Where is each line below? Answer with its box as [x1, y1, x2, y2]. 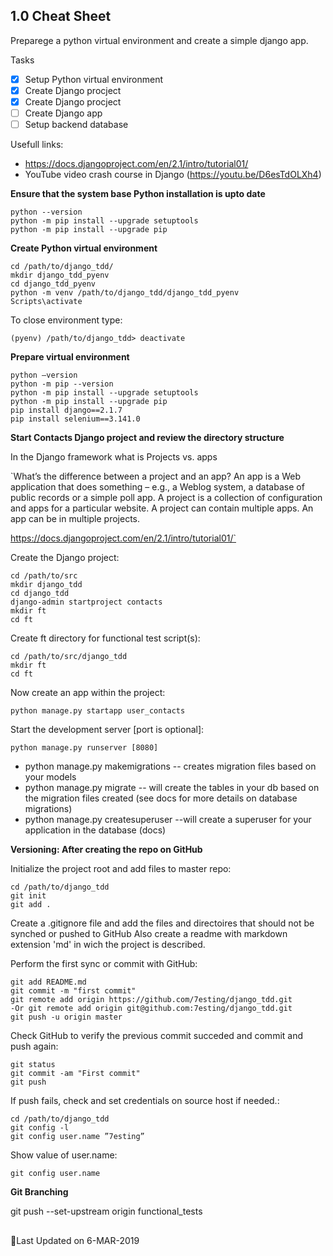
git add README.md [10, 977, 87, 988]
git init [10, 891, 47, 901]
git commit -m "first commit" [10, 986, 137, 996]
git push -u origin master [10, 1012, 123, 1023]
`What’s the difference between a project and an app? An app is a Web [10, 470, 302, 483]
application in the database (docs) [24, 824, 167, 836]
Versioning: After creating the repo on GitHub [10, 844, 203, 856]
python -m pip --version [10, 379, 114, 389]
